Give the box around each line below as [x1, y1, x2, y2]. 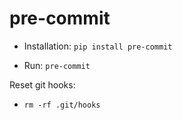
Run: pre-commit [23, 59, 91, 71]
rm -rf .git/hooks [23, 100, 101, 110]
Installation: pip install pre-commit [23, 40, 173, 52]
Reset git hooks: [9, 78, 76, 91]
